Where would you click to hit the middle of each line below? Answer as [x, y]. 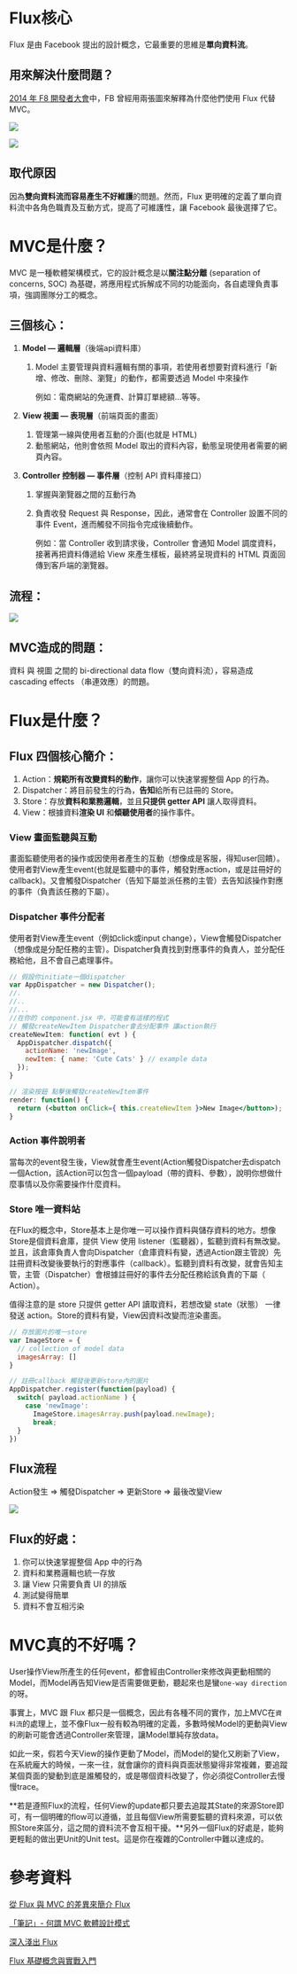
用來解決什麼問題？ [61, 75]
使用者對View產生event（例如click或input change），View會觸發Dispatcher [145, 938]
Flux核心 [41, 18]
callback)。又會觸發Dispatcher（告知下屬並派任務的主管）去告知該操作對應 [146, 881]
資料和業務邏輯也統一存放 [69, 1573]
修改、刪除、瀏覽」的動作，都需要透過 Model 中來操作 [150, 378]
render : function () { [49, 1100]
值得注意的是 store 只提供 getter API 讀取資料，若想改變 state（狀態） [136, 1304]
